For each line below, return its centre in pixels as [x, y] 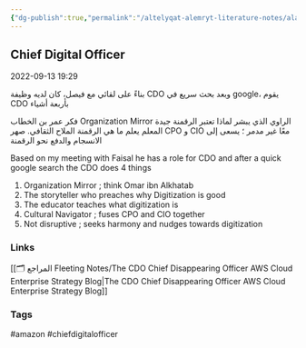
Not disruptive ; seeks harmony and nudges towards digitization [143, 224]
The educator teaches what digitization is [101, 204]
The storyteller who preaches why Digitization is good [124, 195]
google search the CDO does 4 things [81, 168]
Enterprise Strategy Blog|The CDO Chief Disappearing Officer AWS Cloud [148, 281]
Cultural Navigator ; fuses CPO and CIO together [114, 214]
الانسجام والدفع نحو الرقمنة [56, 141]
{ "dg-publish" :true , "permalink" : [74, 18]
